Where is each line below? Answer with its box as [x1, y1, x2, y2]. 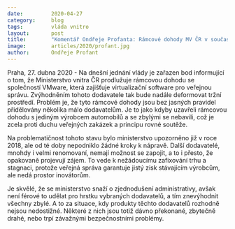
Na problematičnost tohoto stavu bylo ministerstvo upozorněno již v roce [7, 133, 218, 142]
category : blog [7, 17, 64, 24]
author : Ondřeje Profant [7, 50, 99, 57]
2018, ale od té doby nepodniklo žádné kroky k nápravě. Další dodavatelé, [7, 141, 220, 149]
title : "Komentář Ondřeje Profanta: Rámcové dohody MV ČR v [7, 36, 208, 43]
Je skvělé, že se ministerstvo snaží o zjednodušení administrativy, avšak [7, 184, 216, 193]
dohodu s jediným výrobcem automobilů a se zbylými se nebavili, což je [7, 112, 215, 121]
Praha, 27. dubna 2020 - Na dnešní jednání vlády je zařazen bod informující [7, 68, 225, 77]
